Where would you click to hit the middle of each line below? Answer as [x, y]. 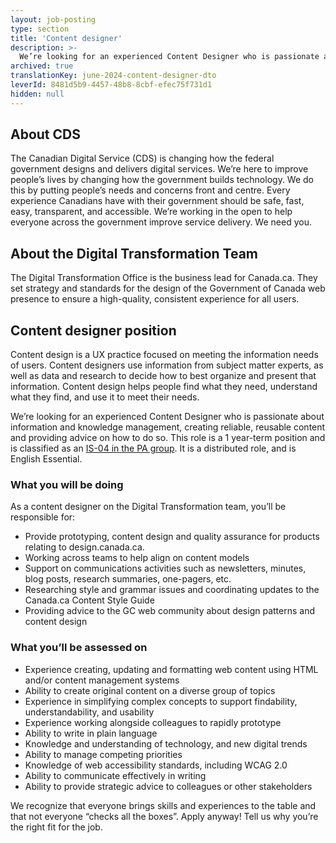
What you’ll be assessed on [79, 648]
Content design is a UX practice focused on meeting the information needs [164, 355]
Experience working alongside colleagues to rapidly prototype [153, 722]
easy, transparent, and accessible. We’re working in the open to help [151, 212]
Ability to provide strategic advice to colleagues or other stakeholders [168, 786]
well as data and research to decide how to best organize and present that [163, 376]
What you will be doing [67, 484]
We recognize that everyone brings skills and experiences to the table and [163, 805]
